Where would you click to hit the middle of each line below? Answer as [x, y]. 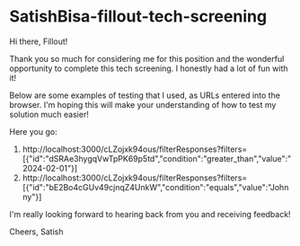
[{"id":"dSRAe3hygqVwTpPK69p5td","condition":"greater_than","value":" [157, 158]
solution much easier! [49, 114]
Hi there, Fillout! [39, 41]
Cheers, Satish [36, 232]
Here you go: [33, 131]
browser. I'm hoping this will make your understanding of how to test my [143, 104]
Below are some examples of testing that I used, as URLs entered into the [145, 95]
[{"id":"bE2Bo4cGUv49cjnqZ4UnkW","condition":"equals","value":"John [155, 187]
